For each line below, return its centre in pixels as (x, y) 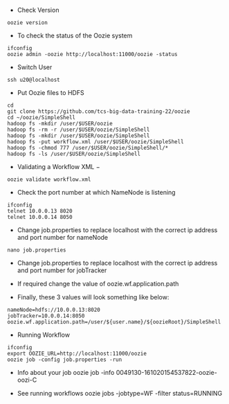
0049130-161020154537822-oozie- (167, 372)
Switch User (35, 67)
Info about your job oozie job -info (66, 372)
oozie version (28, 23)
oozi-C (27, 380)
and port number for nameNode (63, 237)
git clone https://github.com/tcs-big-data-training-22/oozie (99, 112)
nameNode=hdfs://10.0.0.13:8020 (54, 310)
